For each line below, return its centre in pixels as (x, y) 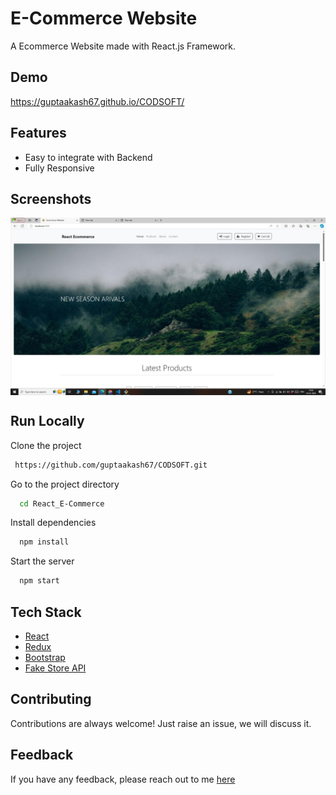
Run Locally (47, 421)
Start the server (42, 561)
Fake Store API (55, 668)
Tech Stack (46, 612)
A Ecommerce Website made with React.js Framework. (123, 46)
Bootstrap (45, 657)
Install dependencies (53, 523)
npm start (39, 581)
